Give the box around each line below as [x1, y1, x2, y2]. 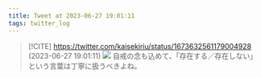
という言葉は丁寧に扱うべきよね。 [27, 61, 142, 71]
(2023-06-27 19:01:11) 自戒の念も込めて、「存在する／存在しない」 [27, 51, 258, 60]
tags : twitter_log [8, 19, 70, 27]
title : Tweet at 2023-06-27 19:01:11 [8, 11, 135, 20]
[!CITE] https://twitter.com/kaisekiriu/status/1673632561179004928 [27, 41, 252, 51]
